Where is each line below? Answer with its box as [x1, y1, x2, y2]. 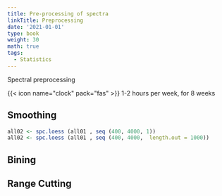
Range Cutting [7, 178, 72, 190]
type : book [7, 30, 39, 37]
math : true [7, 43, 39, 50]
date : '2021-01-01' [7, 23, 65, 30]
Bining [7, 154, 37, 166]
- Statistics [13, 56, 52, 63]
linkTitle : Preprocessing [7, 17, 83, 24]
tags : [7, 50, 23, 57]
